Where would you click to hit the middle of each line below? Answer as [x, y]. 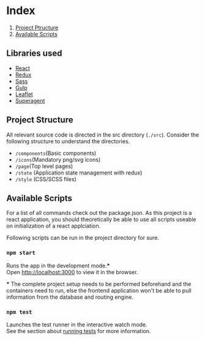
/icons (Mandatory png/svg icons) [58, 159]
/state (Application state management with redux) [79, 173]
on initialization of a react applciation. [54, 226]
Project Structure [40, 120]
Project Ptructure [37, 28]
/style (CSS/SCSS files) [46, 179]
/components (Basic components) [56, 153]
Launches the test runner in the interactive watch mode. [77, 324]
